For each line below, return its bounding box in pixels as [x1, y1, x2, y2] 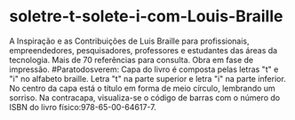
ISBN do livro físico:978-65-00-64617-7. [9, 101, 157, 112]
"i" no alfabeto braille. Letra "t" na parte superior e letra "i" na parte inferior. [9, 73, 286, 84]
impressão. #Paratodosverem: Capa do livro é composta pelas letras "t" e [9, 64, 279, 75]
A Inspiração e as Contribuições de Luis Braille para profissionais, [9, 36, 250, 46]
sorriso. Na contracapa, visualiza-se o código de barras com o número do [9, 92, 281, 103]
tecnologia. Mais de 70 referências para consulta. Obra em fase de [9, 54, 254, 65]
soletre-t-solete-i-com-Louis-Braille [9, 6, 283, 27]
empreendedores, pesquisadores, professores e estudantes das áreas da [9, 44, 278, 55]
